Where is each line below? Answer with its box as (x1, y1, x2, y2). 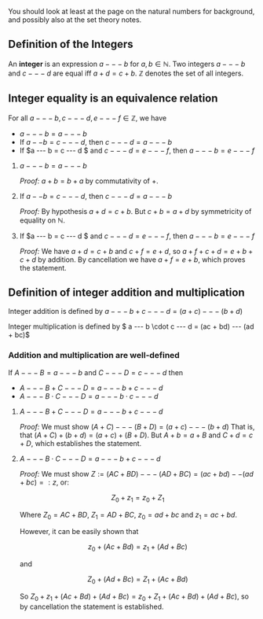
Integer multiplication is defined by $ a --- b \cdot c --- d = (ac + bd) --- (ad (8, 322, 254, 331)
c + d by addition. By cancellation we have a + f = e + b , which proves (19, 255, 246, 264)
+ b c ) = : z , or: (19, 477, 69, 487)
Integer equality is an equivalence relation (8, 92, 218, 105)
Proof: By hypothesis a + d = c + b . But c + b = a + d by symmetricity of (19, 206, 252, 216)
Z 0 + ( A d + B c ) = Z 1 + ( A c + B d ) (87, 574, 188, 585)
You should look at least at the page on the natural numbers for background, (8, 7, 255, 16)
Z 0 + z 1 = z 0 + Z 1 (111, 492, 165, 504)
